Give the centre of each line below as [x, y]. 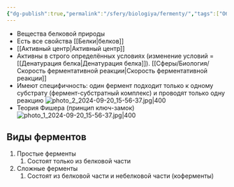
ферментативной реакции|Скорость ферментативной [127, 70]
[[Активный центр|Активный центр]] [71, 48]
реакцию [30, 100]
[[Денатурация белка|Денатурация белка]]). [83, 63]
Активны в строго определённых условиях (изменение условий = [115, 56]
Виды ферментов [46, 137]
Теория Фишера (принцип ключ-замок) [75, 107]
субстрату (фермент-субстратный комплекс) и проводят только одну [120, 93]
